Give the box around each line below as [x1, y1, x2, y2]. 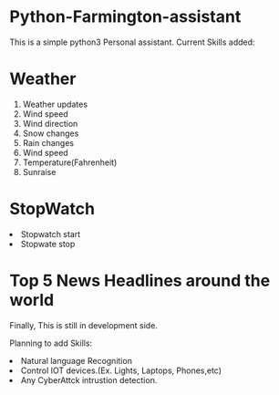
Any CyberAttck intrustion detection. [21, 374, 158, 385]
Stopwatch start [21, 228, 81, 239]
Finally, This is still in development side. [9, 319, 158, 330]
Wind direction [22, 118, 78, 129]
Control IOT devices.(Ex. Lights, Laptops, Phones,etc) [21, 365, 222, 376]
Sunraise [22, 166, 57, 177]
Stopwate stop [21, 238, 76, 249]
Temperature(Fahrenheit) [22, 157, 118, 168]
